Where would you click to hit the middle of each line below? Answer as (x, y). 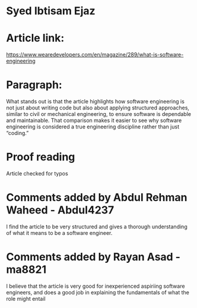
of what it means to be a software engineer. (59, 232)
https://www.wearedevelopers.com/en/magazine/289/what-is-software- (95, 55)
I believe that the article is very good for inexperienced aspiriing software (96, 286)
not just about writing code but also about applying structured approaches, (98, 108)
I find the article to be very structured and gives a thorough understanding (97, 227)
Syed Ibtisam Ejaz (51, 11)
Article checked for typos (37, 173)
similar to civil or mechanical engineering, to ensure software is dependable (99, 114)
